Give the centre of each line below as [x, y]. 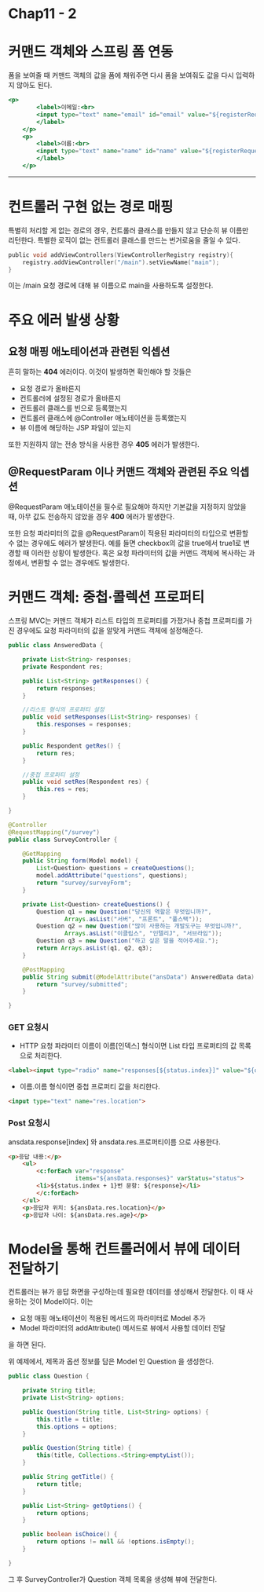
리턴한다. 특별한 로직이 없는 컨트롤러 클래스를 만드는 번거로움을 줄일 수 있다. [125, 240]
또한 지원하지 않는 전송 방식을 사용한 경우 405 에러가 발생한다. [104, 445]
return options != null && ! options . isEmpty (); [115, 1542]
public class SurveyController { [63, 840]
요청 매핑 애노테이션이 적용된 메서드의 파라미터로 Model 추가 [112, 1318]
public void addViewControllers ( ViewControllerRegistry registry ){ [121, 255]
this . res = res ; [63, 789]
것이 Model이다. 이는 [61, 1301]
